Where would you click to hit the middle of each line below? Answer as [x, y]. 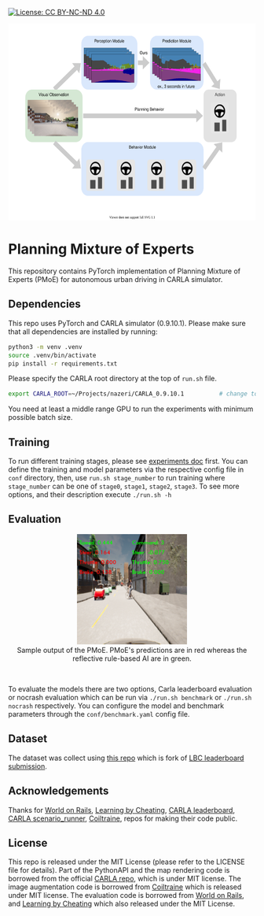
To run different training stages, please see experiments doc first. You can [128, 462]
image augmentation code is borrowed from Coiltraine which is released [125, 887]
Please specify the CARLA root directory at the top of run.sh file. [113, 379]
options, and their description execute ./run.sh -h [90, 495]
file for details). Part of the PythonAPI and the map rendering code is [119, 870]
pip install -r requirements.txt [63, 363]
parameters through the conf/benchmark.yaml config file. [99, 714]
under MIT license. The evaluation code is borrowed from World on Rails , [126, 896]
